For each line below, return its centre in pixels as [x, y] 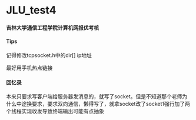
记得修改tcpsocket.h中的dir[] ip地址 [49, 55]
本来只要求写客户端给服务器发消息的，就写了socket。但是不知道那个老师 [94, 96]
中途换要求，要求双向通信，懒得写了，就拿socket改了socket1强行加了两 [103, 104]
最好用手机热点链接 [29, 68]
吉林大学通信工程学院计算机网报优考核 [52, 28]
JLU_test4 [31, 10]
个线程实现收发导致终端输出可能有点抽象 [55, 111]
